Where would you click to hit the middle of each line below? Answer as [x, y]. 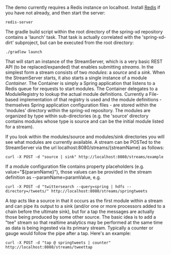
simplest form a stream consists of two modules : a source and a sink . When [85, 72]
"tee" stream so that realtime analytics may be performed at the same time [84, 222]
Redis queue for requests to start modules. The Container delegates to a [81, 89]
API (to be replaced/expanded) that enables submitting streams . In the [79, 67]
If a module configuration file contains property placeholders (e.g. [75, 166]
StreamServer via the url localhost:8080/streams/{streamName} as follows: [85, 147]
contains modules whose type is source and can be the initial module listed [84, 121]
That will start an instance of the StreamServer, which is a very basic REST [84, 61]
